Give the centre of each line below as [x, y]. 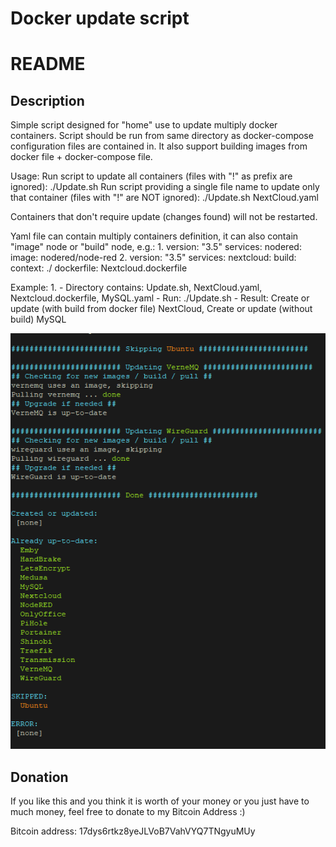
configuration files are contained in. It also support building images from [159, 146]
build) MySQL [38, 319]
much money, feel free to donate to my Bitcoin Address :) [128, 811]
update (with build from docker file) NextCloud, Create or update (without [161, 309]
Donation [39, 777]
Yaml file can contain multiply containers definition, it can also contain [154, 236]
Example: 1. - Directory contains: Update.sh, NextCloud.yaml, [136, 288]
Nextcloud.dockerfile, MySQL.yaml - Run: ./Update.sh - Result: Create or [160, 298]
